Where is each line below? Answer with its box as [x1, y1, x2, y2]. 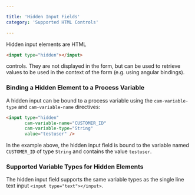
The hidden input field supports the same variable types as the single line [6, 176, 184, 183]
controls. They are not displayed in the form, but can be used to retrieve [6, 62, 181, 70]
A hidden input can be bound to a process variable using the [6, 97, 153, 104]
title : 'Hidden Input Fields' [6, 14, 81, 19]
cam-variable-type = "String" [24, 125, 94, 131]
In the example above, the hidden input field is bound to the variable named [6, 142, 190, 149]
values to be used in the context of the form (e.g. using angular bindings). [6, 69, 185, 76]
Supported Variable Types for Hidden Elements [6, 163, 144, 171]
